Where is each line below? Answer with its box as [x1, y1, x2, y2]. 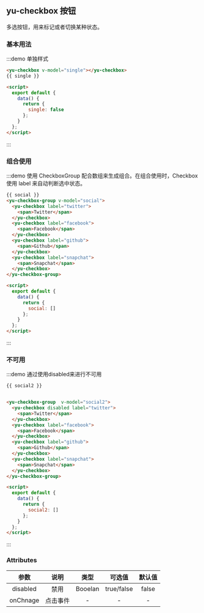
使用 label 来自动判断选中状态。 [6, 180, 86, 187]
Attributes [6, 556, 37, 565]
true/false [105, 584, 133, 593]
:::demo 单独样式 [6, 55, 49, 62]
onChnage [9, 596, 40, 604]
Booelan [75, 584, 100, 593]
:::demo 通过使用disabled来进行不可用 [6, 371, 102, 378]
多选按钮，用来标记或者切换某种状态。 [6, 23, 103, 31]
